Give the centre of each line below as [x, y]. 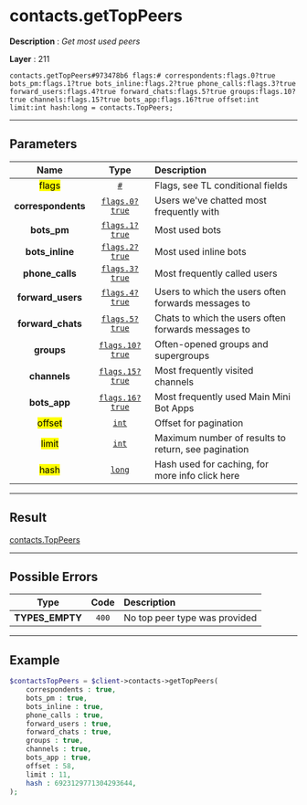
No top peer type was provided [191, 618]
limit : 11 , [48, 774]
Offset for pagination [199, 423]
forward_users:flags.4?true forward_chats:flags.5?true [118, 91]
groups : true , [55, 741]
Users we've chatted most [211, 200]
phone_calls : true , [65, 715]
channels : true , [59, 749]
